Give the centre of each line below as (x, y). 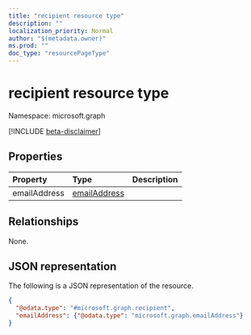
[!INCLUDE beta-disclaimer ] (54, 131)
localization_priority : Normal (61, 31)
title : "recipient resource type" (67, 16)
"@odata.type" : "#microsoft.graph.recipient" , (95, 308)
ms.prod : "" (28, 46)
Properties (36, 157)
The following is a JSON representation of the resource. (101, 286)
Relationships (44, 222)
